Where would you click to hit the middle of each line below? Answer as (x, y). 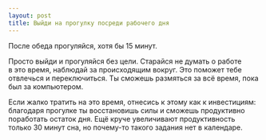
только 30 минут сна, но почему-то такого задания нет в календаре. (126, 127)
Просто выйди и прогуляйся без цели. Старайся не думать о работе (125, 61)
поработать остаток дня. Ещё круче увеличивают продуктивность (122, 119)
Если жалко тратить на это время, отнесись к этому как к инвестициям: (132, 102)
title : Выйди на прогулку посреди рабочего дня (89, 23)
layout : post (30, 16)
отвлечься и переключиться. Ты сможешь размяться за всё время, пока (133, 78)
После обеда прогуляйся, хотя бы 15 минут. (83, 45)
